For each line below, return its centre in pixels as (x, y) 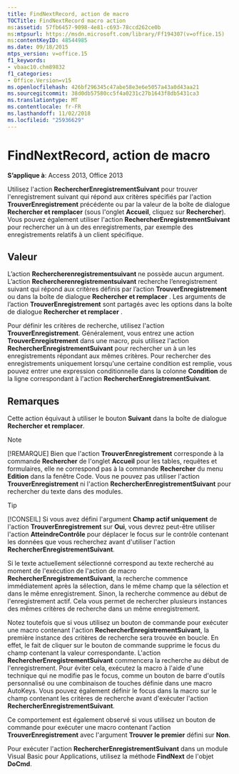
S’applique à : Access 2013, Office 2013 (65, 175)
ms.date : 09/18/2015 (38, 47)
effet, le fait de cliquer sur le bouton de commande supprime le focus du (114, 646)
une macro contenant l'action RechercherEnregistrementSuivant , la (108, 630)
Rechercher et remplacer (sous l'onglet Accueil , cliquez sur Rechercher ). (117, 212)
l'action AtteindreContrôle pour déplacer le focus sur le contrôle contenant (118, 534)
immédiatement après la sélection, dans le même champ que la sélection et (118, 586)
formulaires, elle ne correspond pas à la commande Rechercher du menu (115, 469)
